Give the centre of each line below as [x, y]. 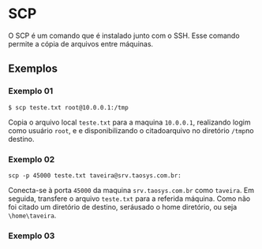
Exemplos [33, 69]
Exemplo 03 [32, 236]
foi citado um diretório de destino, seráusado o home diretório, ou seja [123, 206]
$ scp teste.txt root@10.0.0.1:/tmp [68, 107]
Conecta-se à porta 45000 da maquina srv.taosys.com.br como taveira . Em [131, 190]
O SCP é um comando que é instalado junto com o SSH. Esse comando [124, 35]
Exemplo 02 [32, 159]
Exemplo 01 [31, 91]
